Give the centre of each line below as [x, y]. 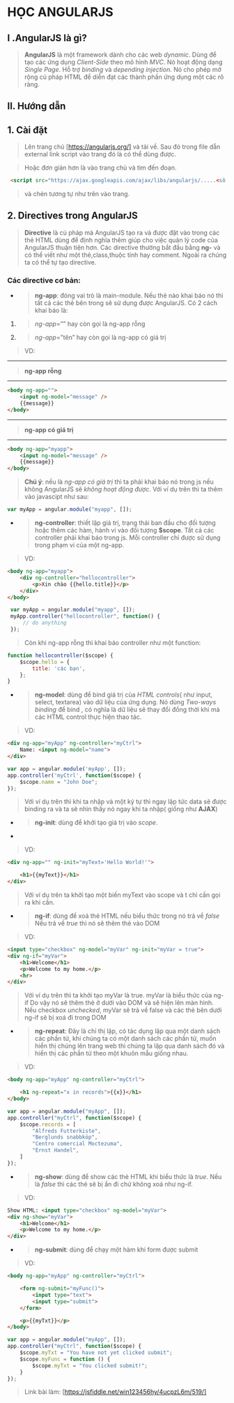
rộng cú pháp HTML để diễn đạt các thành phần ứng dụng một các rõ [124, 77]
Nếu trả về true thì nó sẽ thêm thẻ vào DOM [97, 923]
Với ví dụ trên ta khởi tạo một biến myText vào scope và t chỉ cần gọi [122, 895]
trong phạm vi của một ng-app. [79, 545]
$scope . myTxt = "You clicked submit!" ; [90, 1365]
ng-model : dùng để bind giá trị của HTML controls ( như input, [124, 695]
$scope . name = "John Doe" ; [59, 782]
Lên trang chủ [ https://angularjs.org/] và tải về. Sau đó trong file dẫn [122, 147]
